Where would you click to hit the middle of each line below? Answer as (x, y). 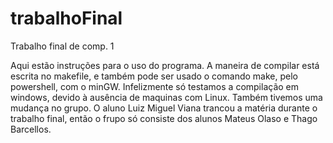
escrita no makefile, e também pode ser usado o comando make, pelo (154, 76)
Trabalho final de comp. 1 (62, 46)
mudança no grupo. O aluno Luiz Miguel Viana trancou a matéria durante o (164, 108)
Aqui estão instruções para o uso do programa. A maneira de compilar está (165, 65)
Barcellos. (31, 129)
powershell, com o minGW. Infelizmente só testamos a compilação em (155, 86)
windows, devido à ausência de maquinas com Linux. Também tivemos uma (166, 97)
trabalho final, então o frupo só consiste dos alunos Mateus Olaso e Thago (164, 118)
